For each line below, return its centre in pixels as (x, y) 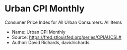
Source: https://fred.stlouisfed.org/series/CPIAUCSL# (67, 37)
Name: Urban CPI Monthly (38, 32)
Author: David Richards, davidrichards (51, 42)
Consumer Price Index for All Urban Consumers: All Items (63, 22)
